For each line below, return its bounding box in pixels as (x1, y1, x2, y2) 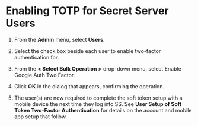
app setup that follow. (14, 113, 68, 120)
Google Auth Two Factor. (14, 71, 75, 78)
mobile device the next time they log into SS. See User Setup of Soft (14, 100, 182, 107)
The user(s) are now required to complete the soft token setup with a (14, 94, 183, 101)
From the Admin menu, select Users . (14, 36, 105, 43)
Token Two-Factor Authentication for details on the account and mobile (14, 107, 192, 114)
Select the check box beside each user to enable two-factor (14, 47, 161, 54)
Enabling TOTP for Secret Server (5, 4, 169, 18)
